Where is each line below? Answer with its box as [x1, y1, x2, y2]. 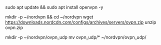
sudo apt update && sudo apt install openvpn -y [5, 4, 103, 10]
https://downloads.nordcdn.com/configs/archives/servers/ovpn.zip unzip [5, 19, 156, 25]
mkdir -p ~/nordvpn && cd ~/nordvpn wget [5, 14, 93, 19]
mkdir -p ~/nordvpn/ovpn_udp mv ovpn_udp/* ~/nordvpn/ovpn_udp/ [5, 34, 146, 40]
